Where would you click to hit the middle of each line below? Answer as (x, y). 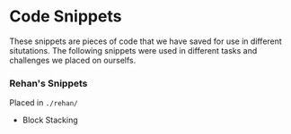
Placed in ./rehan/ (44, 103)
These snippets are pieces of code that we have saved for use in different (146, 41)
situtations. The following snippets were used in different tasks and (133, 50)
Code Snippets (66, 17)
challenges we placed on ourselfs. (73, 60)
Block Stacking (50, 120)
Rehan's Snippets (48, 83)
